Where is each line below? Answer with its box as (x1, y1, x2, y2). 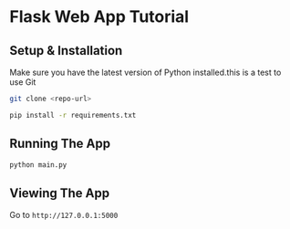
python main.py (9, 160, 67, 170)
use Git (9, 77, 36, 88)
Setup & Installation (9, 43, 123, 58)
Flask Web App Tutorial (9, 6, 190, 27)
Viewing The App (9, 185, 110, 201)
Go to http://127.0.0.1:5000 (9, 210, 119, 221)
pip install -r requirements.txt (9, 110, 137, 120)
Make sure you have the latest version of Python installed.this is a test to (9, 67, 282, 78)
